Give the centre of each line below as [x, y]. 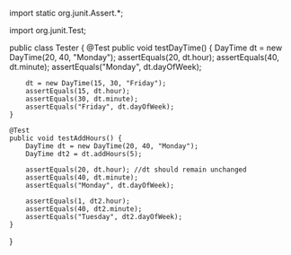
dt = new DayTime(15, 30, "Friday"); [96, 84]
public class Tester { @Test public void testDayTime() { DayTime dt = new [146, 48]
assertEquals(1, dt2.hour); [78, 201]
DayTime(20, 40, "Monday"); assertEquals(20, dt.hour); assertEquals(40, [145, 57]
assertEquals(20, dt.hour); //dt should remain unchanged [136, 170]
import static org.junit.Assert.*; [66, 13]
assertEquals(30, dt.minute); [82, 99]
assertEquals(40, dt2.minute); [84, 209]
